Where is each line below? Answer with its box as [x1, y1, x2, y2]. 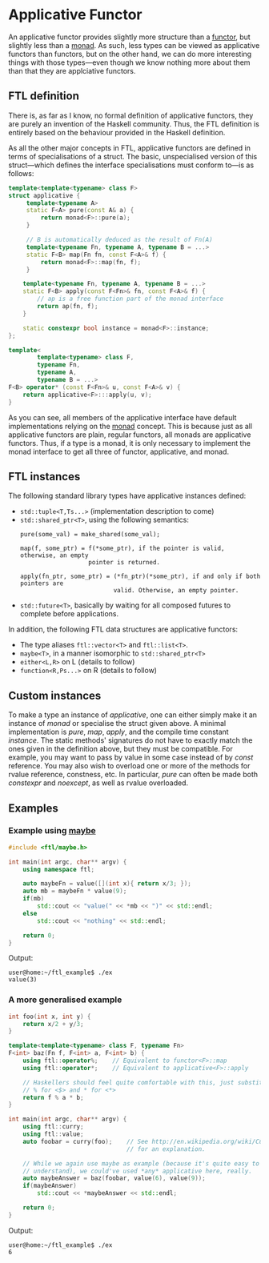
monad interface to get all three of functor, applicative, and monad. [8, 447, 230, 456]
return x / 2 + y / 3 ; [22, 1020, 84, 1028]
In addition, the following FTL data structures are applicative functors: [8, 624, 239, 634]
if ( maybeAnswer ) [22, 1182, 78, 1190]
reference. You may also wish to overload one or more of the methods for [8, 761, 251, 771]
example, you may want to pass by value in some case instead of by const [8, 752, 254, 762]
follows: [8, 168, 34, 178]
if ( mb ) [22, 895, 45, 903]
